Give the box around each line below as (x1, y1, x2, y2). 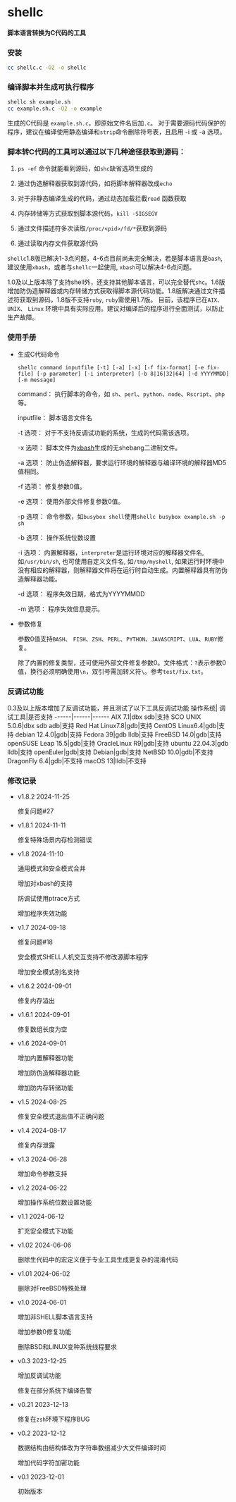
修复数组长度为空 (17, 1025, 68, 1033)
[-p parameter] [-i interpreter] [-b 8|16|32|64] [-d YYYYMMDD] (36, 370, 230, 377)
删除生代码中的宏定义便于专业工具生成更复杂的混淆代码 (17, 1255, 178, 1264)
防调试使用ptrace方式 (17, 894, 80, 903)
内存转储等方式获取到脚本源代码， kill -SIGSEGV (17, 209, 158, 218)
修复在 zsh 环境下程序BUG (17, 1415, 90, 1424)
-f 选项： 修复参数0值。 (17, 482, 87, 491)
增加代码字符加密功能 (17, 1458, 80, 1467)
